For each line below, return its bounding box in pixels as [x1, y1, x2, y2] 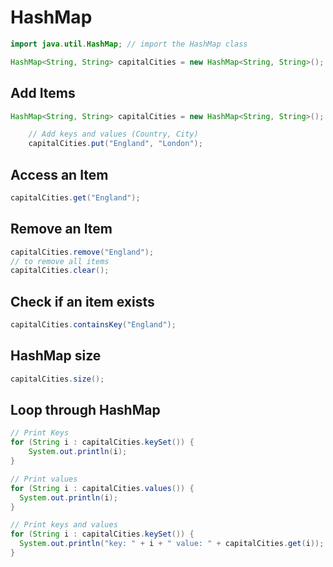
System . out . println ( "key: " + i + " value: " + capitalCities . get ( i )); [19, 539, 325, 549]
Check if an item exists [10, 293, 155, 310]
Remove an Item [10, 221, 113, 238]
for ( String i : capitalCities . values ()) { [10, 483, 195, 493]
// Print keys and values [10, 520, 118, 530]
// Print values [10, 474, 78, 484]
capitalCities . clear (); [10, 266, 110, 276]
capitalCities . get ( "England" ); [10, 192, 141, 203]
